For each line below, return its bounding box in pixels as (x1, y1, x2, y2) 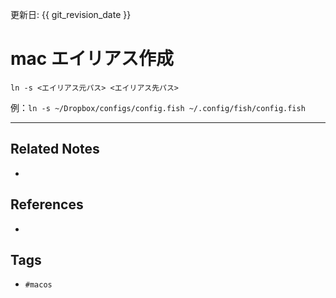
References (10, 196, 84, 213)
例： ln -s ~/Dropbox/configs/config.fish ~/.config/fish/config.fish (10, 101, 306, 113)
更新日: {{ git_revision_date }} (10, 9, 132, 20)
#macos (24, 280, 53, 290)
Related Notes (10, 141, 100, 158)
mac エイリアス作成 (10, 48, 174, 70)
